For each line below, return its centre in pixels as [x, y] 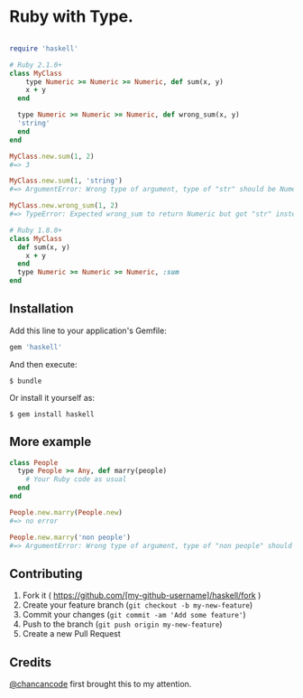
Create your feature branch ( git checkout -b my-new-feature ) [138, 605]
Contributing [46, 574]
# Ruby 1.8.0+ [36, 230]
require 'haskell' [44, 48]
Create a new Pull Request [72, 634]
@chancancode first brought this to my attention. [101, 684]
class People [34, 462]
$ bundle [26, 381]
